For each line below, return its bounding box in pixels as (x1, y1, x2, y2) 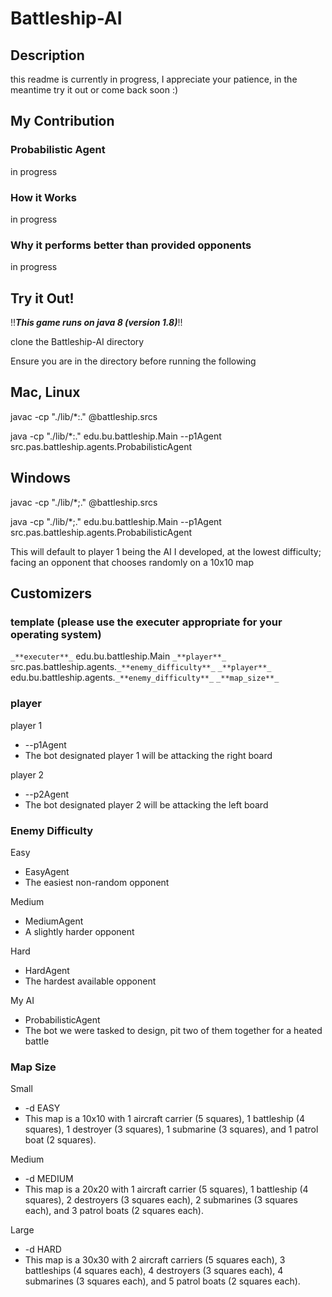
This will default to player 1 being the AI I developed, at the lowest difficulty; (10, 545, 322, 557)
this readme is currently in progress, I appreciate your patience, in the (10, 73, 298, 85)
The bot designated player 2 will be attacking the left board (24, 798, 269, 811)
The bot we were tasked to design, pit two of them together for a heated (24, 1025, 323, 1036)
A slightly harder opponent (24, 926, 135, 937)
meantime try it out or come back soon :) (10, 84, 179, 96)
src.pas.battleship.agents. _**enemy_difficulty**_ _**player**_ (10, 661, 272, 673)
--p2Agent (24, 788, 70, 800)
